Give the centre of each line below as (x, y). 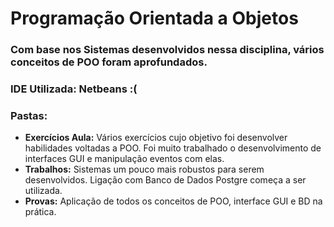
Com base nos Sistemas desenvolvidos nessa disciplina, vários (167, 50)
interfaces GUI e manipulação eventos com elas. (124, 159)
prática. (40, 212)
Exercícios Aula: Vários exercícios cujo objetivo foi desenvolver (156, 138)
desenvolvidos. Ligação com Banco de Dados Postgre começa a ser (165, 180)
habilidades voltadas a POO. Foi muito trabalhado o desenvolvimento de (173, 148)
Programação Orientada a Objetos (154, 18)
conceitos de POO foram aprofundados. (109, 62)
